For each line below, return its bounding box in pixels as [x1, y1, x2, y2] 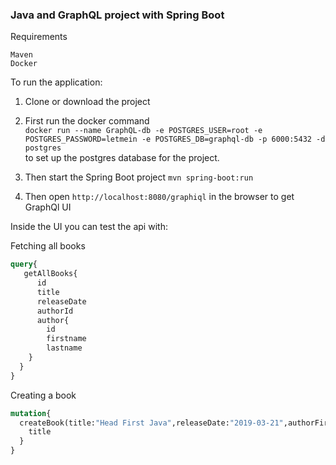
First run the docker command [24, 115, 150, 127]
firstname [46, 334, 87, 344]
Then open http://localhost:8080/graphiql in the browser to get [24, 191, 295, 203]
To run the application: [10, 76, 103, 88]
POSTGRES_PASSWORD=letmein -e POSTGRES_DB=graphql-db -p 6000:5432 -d [24, 134, 326, 145]
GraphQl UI [24, 201, 72, 213]
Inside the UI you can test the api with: [10, 221, 168, 233]
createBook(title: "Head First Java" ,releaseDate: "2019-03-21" [19, 418, 284, 428]
